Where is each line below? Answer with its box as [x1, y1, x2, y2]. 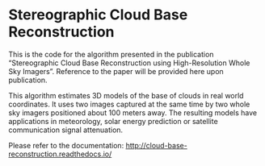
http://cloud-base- [125, 140, 187, 150]
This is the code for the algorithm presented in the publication [8, 49, 214, 59]
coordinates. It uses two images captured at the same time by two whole [8, 99, 250, 109]
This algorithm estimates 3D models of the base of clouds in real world [8, 90, 244, 100]
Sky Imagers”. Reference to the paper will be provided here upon [8, 66, 224, 76]
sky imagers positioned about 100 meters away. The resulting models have [8, 107, 257, 118]
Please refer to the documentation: [8, 140, 124, 150]
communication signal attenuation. [8, 125, 124, 135]
